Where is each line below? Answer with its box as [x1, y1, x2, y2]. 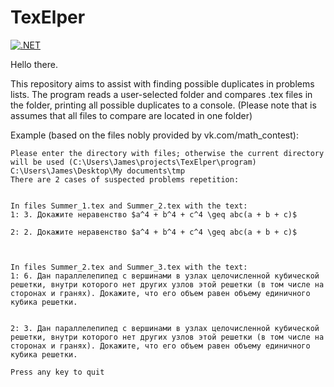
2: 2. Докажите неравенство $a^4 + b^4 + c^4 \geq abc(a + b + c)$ [10, 227, 298, 237]
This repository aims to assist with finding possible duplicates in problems [10, 77, 315, 90]
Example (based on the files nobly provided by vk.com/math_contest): [10, 129, 299, 141]
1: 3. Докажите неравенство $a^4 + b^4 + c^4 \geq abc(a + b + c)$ [10, 209, 298, 220]
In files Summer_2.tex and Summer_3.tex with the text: [10, 262, 248, 272]
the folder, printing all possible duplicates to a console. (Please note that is [10, 99, 317, 111]
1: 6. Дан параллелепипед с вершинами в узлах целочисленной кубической [10, 271, 320, 281]
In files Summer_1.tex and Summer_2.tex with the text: [10, 201, 248, 211]
